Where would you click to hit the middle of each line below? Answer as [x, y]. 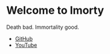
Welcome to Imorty [55, 10]
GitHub [24, 38]
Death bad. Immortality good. [43, 27]
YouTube [26, 45]
